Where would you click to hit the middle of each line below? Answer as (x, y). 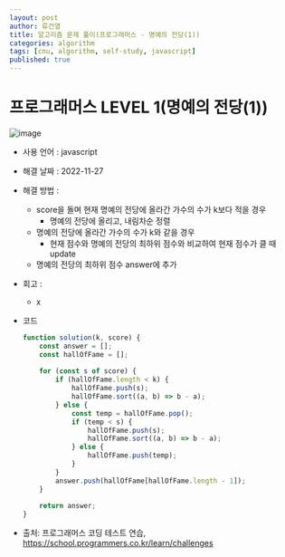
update (63, 254)
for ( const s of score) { (88, 371)
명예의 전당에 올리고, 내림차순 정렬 (110, 221)
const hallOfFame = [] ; (84, 354)
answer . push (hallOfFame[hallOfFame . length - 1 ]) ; (151, 481)
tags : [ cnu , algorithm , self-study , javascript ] (103, 52)
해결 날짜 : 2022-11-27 (63, 171)
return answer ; (68, 506)
